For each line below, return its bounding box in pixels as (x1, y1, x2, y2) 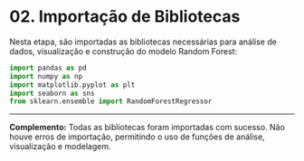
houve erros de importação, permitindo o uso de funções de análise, (9, 131, 265, 142)
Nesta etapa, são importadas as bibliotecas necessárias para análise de (9, 36, 278, 47)
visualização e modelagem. (9, 141, 111, 152)
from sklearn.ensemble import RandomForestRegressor (9, 97, 213, 106)
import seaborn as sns (9, 89, 95, 98)
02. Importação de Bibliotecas (9, 6, 241, 27)
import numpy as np (9, 71, 83, 80)
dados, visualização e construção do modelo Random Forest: (9, 45, 238, 56)
